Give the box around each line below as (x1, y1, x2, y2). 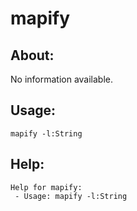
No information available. (10, 73, 114, 85)
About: (10, 47, 55, 64)
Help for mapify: (10, 182, 83, 192)
